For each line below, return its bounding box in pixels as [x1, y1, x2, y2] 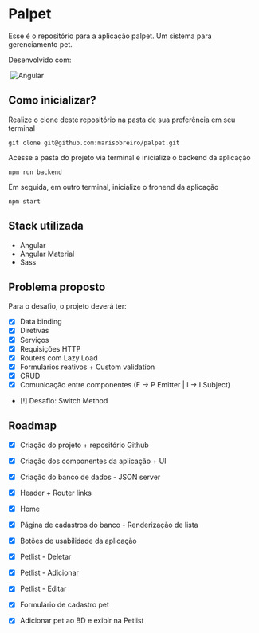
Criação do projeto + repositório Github [19, 440, 149, 450]
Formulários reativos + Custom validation [19, 362, 155, 372]
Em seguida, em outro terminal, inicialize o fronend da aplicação [8, 182, 219, 191]
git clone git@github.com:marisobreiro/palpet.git [8, 139, 180, 147]
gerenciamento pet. [8, 39, 73, 49]
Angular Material [19, 249, 75, 258]
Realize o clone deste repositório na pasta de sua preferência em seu [8, 115, 236, 124]
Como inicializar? [8, 93, 97, 108]
